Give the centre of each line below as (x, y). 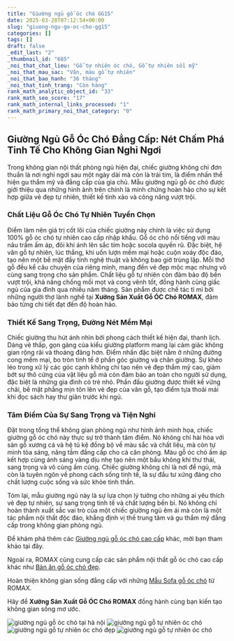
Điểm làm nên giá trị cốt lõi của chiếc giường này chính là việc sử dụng (109, 230)
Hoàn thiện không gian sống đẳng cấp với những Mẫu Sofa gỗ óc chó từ (111, 581)
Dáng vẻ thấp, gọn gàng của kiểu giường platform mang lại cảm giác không (115, 345)
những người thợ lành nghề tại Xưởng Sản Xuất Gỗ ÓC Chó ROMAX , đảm (113, 297)
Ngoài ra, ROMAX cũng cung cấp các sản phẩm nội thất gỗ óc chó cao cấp (115, 560)
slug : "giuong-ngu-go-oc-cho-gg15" (59, 27)
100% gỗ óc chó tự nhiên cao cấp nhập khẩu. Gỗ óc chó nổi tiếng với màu (114, 237)
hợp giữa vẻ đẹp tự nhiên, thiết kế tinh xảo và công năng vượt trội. (102, 197)
